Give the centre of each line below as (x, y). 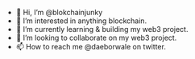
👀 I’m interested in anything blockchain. (81, 21)
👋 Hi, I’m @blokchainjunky (59, 12)
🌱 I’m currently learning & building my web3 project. (102, 29)
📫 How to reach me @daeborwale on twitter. (91, 47)
